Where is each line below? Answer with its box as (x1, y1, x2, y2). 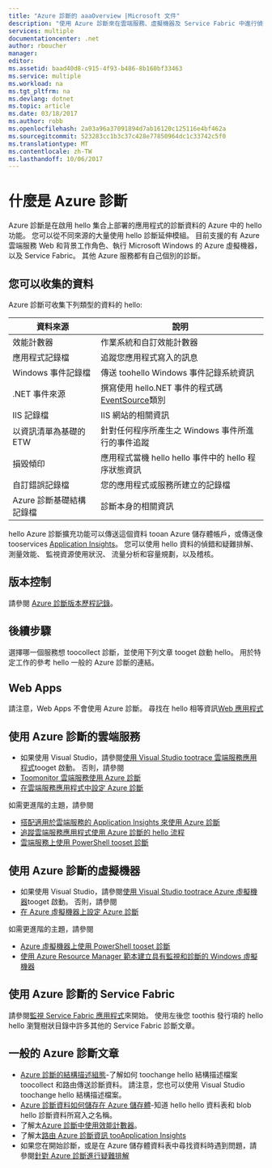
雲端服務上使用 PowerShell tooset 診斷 (19, 838, 149, 847)
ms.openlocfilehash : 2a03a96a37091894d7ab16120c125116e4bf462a (8, 125, 227, 133)
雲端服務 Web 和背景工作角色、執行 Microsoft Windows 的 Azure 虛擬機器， (8, 240, 261, 251)
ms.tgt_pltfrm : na (8, 87, 70, 96)
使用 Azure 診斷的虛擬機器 (8, 864, 141, 877)
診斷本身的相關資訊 (100, 501, 174, 512)
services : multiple (8, 27, 74, 35)
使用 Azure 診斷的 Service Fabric (8, 987, 176, 1001)
